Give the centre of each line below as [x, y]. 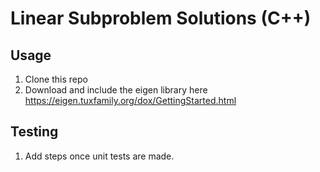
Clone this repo [56, 79]
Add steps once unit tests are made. [99, 156]
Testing [34, 132]
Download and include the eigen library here [116, 90]
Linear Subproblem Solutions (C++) [161, 18]
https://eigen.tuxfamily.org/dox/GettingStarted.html [130, 100]
